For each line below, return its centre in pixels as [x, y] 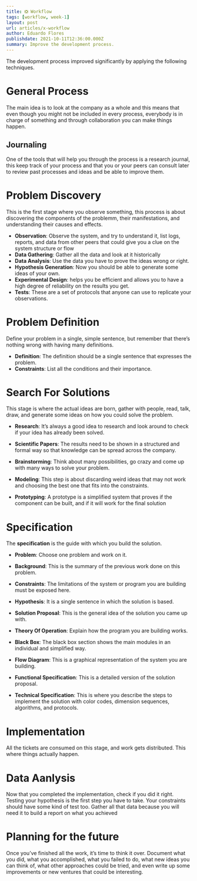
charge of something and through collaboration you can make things [89, 120]
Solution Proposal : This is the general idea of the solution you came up [101, 613]
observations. [31, 298]
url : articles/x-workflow [38, 28]
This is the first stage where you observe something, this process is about [96, 212]
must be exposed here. [43, 590]
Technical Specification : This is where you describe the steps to [93, 695]
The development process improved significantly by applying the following [96, 61]
